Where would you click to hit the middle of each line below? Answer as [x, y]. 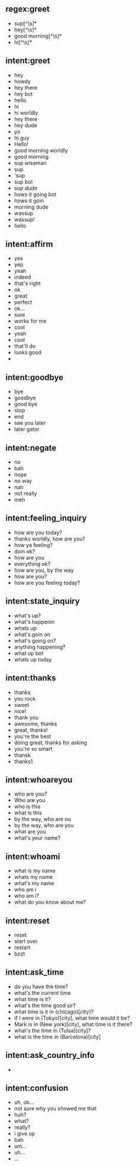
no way [23, 481]
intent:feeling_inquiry [46, 518]
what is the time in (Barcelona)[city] [57, 1037]
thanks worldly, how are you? [50, 539]
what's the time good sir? [45, 1005]
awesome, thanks [35, 724]
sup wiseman [30, 163]
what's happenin [34, 621]
